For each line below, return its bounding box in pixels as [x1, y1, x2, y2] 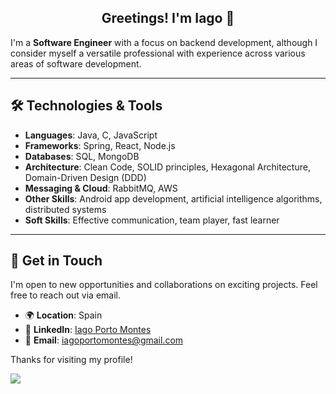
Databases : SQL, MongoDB [24, 150, 140, 162]
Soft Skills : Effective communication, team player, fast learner [24, 214, 280, 226]
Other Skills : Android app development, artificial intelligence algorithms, [24, 192, 323, 205]
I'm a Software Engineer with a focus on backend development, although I [10, 36, 318, 48]
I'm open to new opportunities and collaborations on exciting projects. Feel [10, 279, 318, 291]
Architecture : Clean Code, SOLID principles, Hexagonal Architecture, [24, 161, 311, 173]
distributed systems [24, 203, 107, 215]
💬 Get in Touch [10, 252, 103, 270]
